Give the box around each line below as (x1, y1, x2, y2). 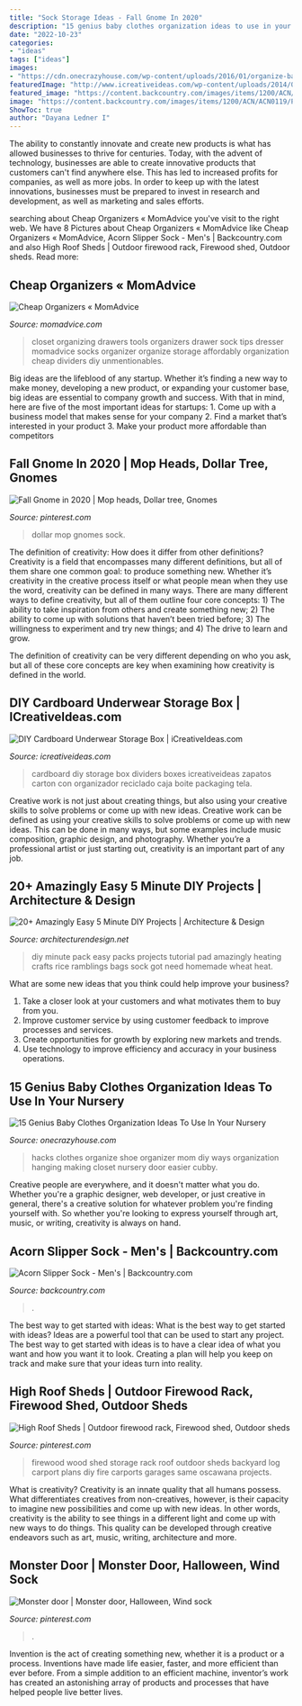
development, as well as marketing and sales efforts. (9, 195, 205, 207)
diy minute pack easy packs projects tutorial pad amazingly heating (31, 952, 282, 962)
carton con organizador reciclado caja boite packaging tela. (31, 778, 253, 789)
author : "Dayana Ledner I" (9, 113, 111, 122)
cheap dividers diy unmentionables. (31, 355, 164, 366)
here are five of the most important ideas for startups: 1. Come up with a (9, 402, 277, 412)
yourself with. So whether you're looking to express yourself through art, (9, 1208, 279, 1219)
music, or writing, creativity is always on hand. (9, 1217, 182, 1229)
